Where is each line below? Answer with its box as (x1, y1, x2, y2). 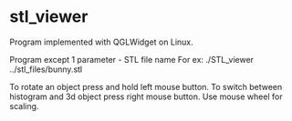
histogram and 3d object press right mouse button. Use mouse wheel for (9, 91, 283, 102)
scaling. (9, 100, 39, 111)
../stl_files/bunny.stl (9, 64, 83, 75)
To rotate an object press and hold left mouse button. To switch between (9, 81, 283, 92)
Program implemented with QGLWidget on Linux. (9, 36, 193, 47)
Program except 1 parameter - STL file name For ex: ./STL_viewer (9, 54, 254, 65)
